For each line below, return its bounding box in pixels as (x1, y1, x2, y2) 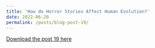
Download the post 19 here (6, 36, 72, 43)
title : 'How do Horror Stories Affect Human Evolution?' (6, 8, 150, 15)
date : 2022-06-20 (6, 14, 49, 20)
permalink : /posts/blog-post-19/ (6, 19, 89, 25)
